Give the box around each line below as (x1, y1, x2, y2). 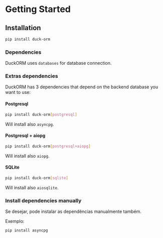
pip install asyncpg (5, 228, 49, 233)
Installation (5, 24, 41, 32)
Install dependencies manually (5, 197, 82, 204)
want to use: (5, 89, 31, 95)
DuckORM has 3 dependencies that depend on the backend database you (5, 84, 158, 90)
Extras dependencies (5, 73, 59, 80)
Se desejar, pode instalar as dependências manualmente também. (5, 208, 142, 214)
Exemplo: (5, 218, 25, 224)
